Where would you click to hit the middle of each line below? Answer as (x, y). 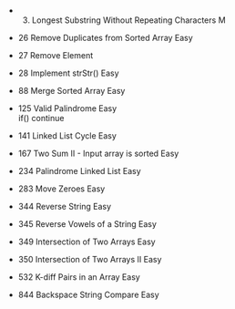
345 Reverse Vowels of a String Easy (87, 224)
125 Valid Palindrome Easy (67, 108)
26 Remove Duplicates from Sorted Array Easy (105, 38)
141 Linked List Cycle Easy (67, 136)
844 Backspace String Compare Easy (88, 294)
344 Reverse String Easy (65, 206)
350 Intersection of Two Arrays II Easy (90, 259)
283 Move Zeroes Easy (61, 189)
